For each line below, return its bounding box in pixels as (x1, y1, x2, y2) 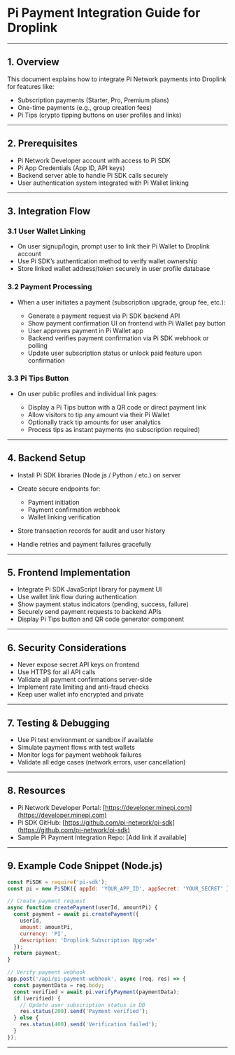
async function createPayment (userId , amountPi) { (7, 904, 158, 911)
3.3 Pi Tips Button (7, 373, 69, 383)
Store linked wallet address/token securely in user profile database (17, 265, 211, 273)
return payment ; (13, 950, 61, 957)
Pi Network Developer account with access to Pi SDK (17, 156, 171, 165)
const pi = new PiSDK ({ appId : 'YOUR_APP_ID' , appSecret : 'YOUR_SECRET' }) (7, 885, 233, 892)
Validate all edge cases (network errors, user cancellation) (17, 758, 186, 767)
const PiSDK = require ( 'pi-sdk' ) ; (7, 879, 108, 886)
